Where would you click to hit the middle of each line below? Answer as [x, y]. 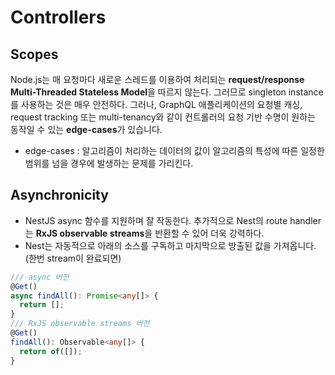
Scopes [34, 54]
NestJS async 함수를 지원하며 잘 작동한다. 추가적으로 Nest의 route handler [173, 220]
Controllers [58, 17]
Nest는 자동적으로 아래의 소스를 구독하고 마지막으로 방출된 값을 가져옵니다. [170, 245]
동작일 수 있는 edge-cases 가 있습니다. [86, 129]
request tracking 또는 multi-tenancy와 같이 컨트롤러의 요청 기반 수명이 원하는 [163, 117]
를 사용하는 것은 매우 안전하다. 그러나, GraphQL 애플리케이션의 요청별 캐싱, [156, 104]
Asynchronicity [59, 195]
